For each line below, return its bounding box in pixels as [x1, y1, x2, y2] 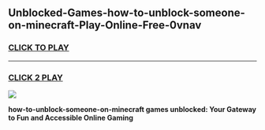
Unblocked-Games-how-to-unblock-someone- [8, 6, 246, 20]
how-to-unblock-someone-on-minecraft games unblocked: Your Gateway [8, 104, 257, 113]
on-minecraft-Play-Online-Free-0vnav [8, 19, 202, 32]
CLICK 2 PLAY [8, 72, 63, 83]
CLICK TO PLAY [8, 43, 69, 54]
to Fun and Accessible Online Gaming [8, 113, 134, 122]
